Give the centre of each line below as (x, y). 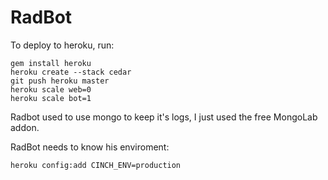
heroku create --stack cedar (71, 72)
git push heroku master (60, 81)
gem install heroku (51, 63)
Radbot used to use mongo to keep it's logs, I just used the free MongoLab (164, 117)
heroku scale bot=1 (51, 98)
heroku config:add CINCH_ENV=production (96, 165)
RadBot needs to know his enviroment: (90, 147)
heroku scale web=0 (51, 89)
